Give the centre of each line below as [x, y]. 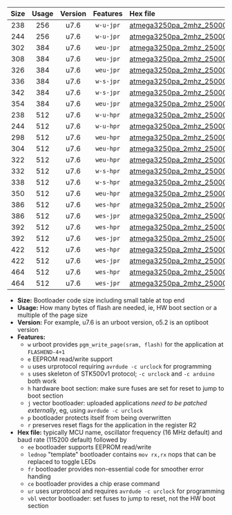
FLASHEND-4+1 [46, 352]
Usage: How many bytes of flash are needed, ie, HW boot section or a [117, 308]
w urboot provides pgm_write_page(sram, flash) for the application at [125, 344]
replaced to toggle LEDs [62, 461]
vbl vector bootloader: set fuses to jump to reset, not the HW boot [122, 498]
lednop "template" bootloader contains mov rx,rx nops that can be [122, 454]
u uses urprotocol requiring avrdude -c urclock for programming [119, 366]
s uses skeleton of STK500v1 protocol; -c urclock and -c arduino [121, 373]
